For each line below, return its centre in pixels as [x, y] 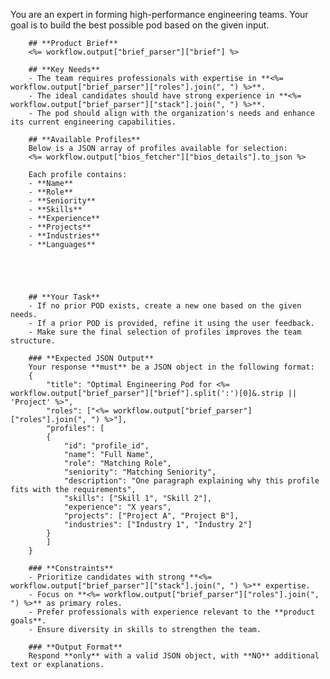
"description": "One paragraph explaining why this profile [191, 481]
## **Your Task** [64, 297]
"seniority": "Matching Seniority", [140, 472]
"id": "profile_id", [106, 446]
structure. [33, 341]
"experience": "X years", [117, 507]
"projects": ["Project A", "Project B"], [151, 516]
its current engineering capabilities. [93, 122]
